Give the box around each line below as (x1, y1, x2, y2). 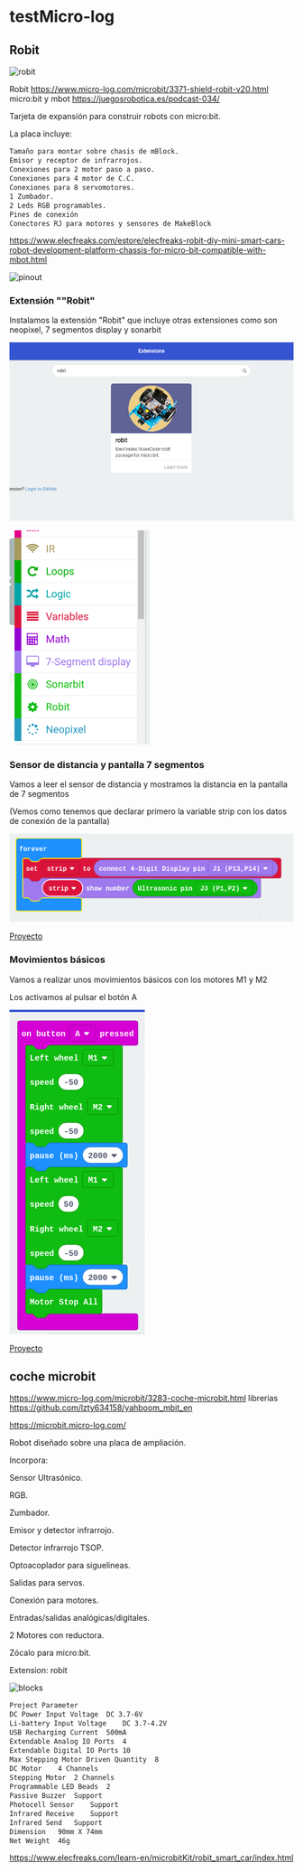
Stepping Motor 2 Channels (9, 1774, 115, 1783)
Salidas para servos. (9, 1577, 86, 1588)
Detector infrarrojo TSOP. (9, 1542, 104, 1553)
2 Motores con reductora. (9, 1630, 105, 1641)
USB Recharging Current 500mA (9, 1728, 127, 1737)
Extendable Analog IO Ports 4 (9, 1737, 127, 1746)
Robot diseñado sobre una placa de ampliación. (9, 1437, 187, 1448)
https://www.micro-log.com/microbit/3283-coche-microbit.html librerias (9, 1393, 279, 1404)
